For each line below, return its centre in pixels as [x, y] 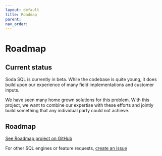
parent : [13, 19]
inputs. [12, 90]
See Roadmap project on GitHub [39, 138]
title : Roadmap [21, 15]
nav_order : [17, 24]
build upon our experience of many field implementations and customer [79, 85]
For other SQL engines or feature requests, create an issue [66, 148]
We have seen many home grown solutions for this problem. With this [77, 100]
